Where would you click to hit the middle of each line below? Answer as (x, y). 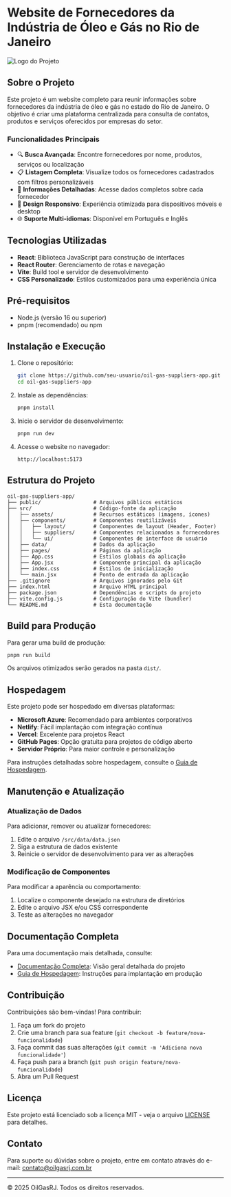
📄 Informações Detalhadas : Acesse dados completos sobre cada (110, 189)
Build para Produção (52, 626)
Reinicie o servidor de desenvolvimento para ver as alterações (106, 854)
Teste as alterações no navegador (65, 915)
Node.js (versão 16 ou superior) (62, 318)
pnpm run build (29, 655)
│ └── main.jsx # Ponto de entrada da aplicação (98, 574)
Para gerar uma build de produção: (57, 643)
